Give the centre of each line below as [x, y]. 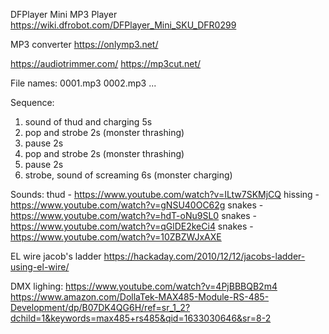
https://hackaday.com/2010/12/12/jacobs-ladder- [204, 256]
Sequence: [32, 102]
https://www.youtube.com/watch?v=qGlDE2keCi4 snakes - [132, 226]
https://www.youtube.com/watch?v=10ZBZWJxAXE [116, 237]
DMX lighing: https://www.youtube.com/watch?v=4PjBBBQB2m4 [144, 286]
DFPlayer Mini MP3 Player [64, 14]
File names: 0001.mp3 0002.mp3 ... [83, 83]
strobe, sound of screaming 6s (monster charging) [128, 175]
